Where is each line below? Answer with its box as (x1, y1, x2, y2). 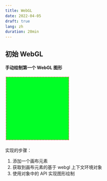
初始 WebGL (5, 50, 43, 58)
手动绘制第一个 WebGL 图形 (5, 65, 62, 71)
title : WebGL (5, 8, 32, 13)
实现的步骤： (5, 147, 31, 153)
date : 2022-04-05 (5, 13, 41, 19)
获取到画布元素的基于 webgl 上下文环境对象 (12, 164, 102, 170)
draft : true (5, 19, 30, 24)
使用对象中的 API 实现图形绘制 (12, 170, 75, 176)
